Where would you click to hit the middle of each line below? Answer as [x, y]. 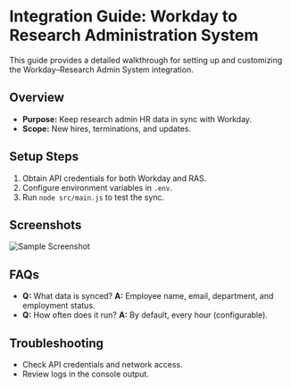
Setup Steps [44, 157]
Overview [37, 98]
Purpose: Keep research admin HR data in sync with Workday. [137, 119]
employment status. [58, 306]
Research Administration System [134, 35]
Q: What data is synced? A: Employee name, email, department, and [148, 296]
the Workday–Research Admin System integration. [101, 70]
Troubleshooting [57, 343]
